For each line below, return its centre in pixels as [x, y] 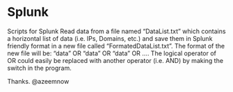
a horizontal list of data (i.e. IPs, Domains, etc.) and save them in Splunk [110, 38]
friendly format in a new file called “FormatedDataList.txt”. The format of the [116, 46]
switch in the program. [39, 68]
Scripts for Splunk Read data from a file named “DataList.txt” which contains [116, 31]
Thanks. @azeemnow [38, 81]
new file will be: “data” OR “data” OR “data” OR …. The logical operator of [112, 53]
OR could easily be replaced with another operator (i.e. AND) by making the [115, 60]
